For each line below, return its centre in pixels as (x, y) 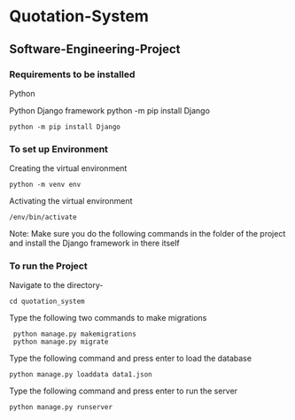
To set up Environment (59, 149)
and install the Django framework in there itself (94, 243)
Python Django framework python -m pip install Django (110, 110)
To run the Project (48, 266)
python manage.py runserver (61, 408)
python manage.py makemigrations (75, 334)
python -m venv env (45, 185)
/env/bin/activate (43, 218)
